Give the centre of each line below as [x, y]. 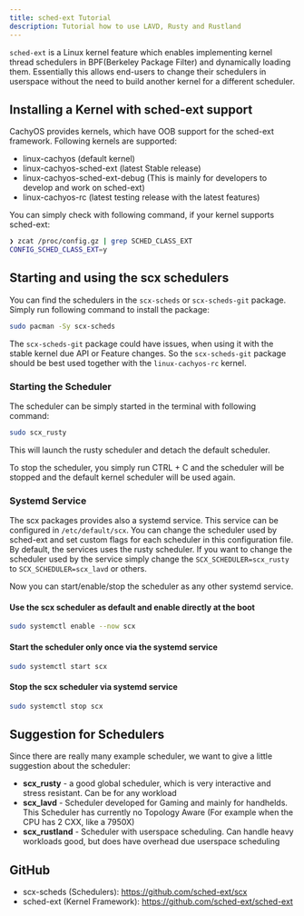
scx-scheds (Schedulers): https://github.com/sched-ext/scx [135, 892]
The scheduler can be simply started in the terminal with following [133, 406]
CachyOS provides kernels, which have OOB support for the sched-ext [142, 132]
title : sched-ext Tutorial [60, 18]
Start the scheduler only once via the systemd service [113, 647]
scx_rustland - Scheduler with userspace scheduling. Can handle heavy [158, 831]
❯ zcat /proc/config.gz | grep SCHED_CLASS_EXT [101, 242]
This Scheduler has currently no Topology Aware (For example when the [157, 812]
